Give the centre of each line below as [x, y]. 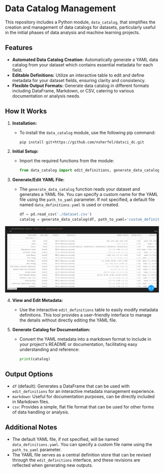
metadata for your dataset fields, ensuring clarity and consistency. [79, 80]
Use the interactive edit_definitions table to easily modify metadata [89, 310]
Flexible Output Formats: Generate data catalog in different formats [81, 86]
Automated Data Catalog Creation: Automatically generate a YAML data [85, 60]
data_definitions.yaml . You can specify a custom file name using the [82, 444]
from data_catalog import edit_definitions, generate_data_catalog [89, 171]
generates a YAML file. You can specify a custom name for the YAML [89, 194]
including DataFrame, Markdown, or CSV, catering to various [73, 90]
